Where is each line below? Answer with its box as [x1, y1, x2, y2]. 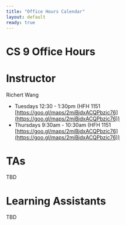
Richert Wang [6, 91, 39, 98]
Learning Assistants [6, 194, 107, 207]
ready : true [6, 19, 35, 25]
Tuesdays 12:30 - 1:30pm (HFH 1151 [14, 102, 101, 109]
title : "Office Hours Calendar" [6, 8, 85, 15]
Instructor [6, 72, 56, 85]
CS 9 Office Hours [6, 45, 96, 58]
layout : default [6, 14, 46, 20]
